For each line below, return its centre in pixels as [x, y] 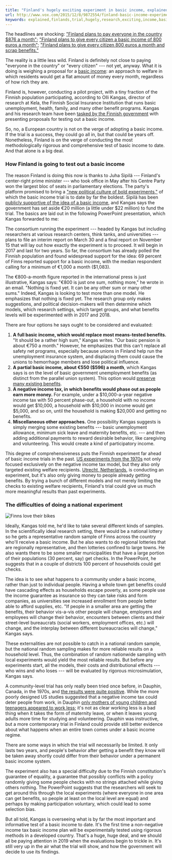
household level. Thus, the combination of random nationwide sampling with [86, 654]
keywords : [16, 19]
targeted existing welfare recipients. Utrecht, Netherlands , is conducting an [84, 469]
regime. [13, 735]
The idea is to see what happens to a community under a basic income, [81, 579]
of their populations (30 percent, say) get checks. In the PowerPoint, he [81, 558]
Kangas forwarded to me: [32, 219]
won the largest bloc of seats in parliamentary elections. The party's [77, 186]
